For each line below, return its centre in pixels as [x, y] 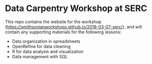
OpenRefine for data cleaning [41, 46]
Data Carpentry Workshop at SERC [76, 8]
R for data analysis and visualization [48, 51]
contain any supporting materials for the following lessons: [63, 32]
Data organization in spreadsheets [46, 41]
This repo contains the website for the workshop [53, 22]
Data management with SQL [40, 56]
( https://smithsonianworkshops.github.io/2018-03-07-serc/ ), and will [74, 26]
